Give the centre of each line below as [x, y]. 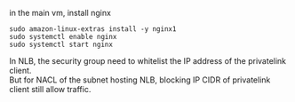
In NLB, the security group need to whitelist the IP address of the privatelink [148, 61]
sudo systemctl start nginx [61, 44]
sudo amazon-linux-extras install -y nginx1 [93, 29]
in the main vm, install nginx [60, 13]
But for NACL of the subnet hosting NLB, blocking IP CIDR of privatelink [140, 80]
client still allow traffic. [50, 89]
